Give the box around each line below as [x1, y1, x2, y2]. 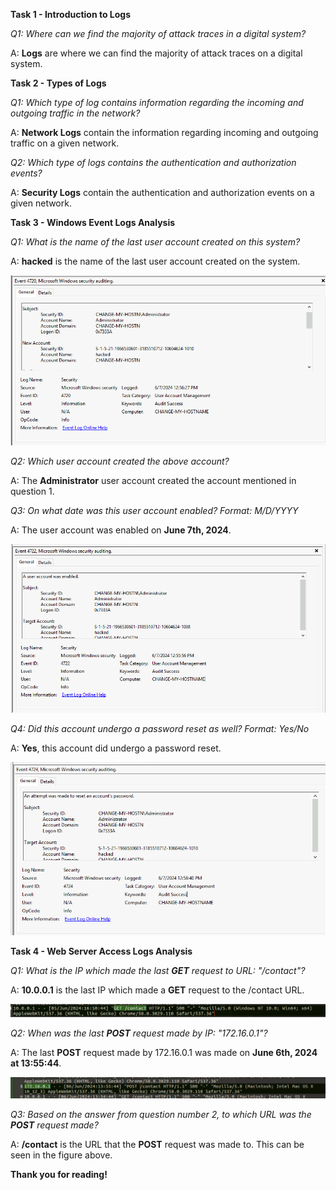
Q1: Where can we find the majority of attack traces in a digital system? [10, 28, 307, 39]
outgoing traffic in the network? [10, 107, 141, 119]
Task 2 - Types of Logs [10, 77, 107, 89]
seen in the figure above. [10, 1149, 113, 1161]
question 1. [10, 485, 55, 498]
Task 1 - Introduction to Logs [10, 9, 132, 20]
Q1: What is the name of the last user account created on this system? [10, 236, 301, 248]
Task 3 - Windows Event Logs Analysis [10, 217, 176, 228]
